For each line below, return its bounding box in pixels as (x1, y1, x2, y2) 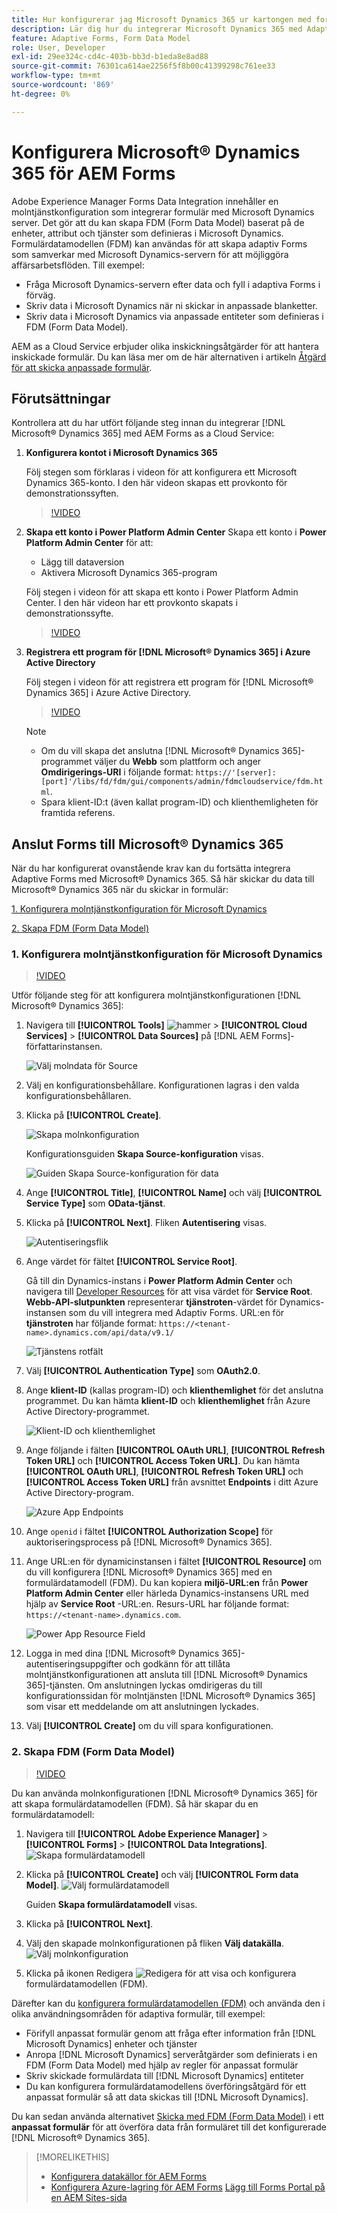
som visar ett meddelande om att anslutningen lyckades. (25, 1701, 259, 1713)
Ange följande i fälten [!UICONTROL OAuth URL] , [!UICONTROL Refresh (25, 1444, 326, 1456)
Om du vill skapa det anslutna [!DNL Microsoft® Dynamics (40, 745, 280, 757)
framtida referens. (40, 807, 116, 819)
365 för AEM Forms (11, 162, 176, 185)
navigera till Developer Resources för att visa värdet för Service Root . (25, 1286, 313, 1298)
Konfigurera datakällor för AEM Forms (50, 2170, 207, 2182)
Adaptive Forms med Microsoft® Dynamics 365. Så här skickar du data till (11, 873, 315, 885)
